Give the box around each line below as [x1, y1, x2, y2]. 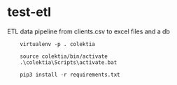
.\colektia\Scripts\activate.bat [20, 59, 118, 66]
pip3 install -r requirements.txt [20, 71, 120, 78]
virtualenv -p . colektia [20, 40, 96, 47]
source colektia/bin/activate [20, 53, 108, 60]
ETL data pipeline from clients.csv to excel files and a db [7, 27, 170, 36]
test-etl [7, 4, 51, 20]
